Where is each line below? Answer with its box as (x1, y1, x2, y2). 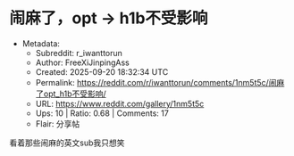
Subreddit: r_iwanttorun (35, 47, 123, 58)
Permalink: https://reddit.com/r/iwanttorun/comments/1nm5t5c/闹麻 (35, 77, 285, 87)
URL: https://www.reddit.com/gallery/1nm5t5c (35, 98, 205, 109)
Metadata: (21, 37, 61, 49)
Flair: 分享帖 (35, 118, 80, 129)
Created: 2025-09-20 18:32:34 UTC (35, 66, 169, 77)
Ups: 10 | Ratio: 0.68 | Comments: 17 (35, 108, 170, 119)
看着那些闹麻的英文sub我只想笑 (9, 137, 125, 148)
